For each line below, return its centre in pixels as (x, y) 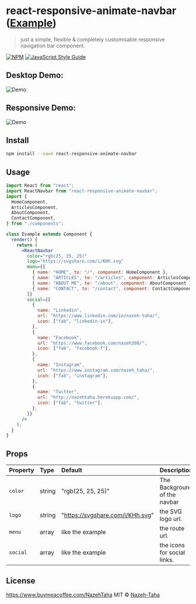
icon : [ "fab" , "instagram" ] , (73, 376)
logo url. (171, 519)
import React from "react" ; (40, 186)
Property (22, 471)
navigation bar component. (53, 46)
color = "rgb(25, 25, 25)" (57, 256)
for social (172, 552)
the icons (172, 545)
